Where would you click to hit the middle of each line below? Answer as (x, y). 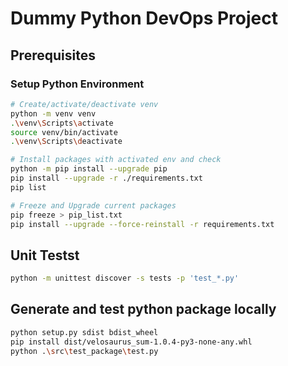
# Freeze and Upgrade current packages (93, 205)
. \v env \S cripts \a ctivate (62, 123)
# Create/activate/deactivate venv (84, 104)
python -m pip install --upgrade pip (89, 169)
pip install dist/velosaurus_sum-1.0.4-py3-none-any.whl (131, 342)
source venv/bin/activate (64, 132)
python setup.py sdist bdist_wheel (84, 332)
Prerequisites (53, 55)
